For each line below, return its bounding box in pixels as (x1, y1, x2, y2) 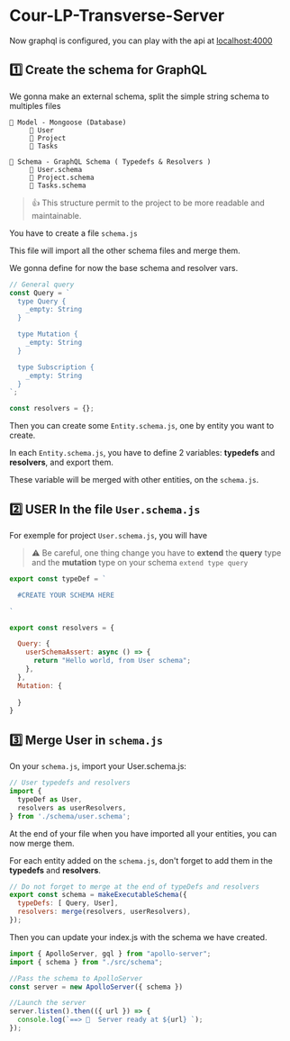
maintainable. (31, 210, 82, 221)
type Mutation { (17, 330, 78, 339)
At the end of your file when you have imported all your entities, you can (9, 828, 277, 838)
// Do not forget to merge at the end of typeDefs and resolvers (9, 882, 259, 892)
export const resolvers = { (9, 623, 115, 632)
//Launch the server (9, 999, 87, 1008)
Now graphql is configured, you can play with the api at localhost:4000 (9, 35, 273, 46)
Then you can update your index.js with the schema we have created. (9, 931, 267, 942)
